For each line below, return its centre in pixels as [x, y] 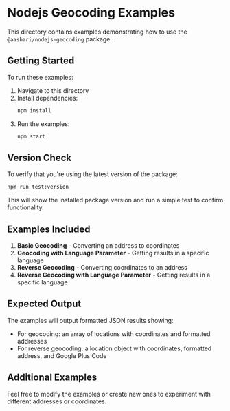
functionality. [26, 207]
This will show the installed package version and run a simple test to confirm [115, 200]
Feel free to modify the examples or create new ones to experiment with [109, 394]
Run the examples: [43, 124]
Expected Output [44, 304]
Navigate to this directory [53, 90]
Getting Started [41, 61]
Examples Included [49, 229]
